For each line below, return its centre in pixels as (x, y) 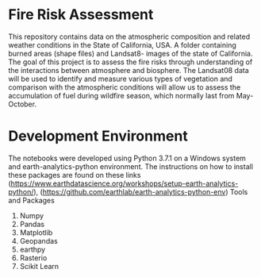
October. (23, 104)
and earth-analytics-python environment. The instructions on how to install (131, 166)
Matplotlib (36, 233)
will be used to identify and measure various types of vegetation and (120, 79)
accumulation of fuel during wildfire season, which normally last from (121, 95)
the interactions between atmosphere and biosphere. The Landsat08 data (129, 70)
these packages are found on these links (75, 175)
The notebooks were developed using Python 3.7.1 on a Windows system (127, 158)
